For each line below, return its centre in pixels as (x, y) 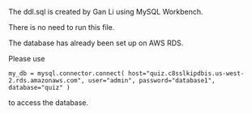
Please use (27, 59)
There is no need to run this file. (62, 27)
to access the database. (49, 103)
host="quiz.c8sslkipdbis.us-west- (186, 74)
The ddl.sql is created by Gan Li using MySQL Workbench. (106, 12)
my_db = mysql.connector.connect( (67, 74)
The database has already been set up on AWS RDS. (96, 43)
